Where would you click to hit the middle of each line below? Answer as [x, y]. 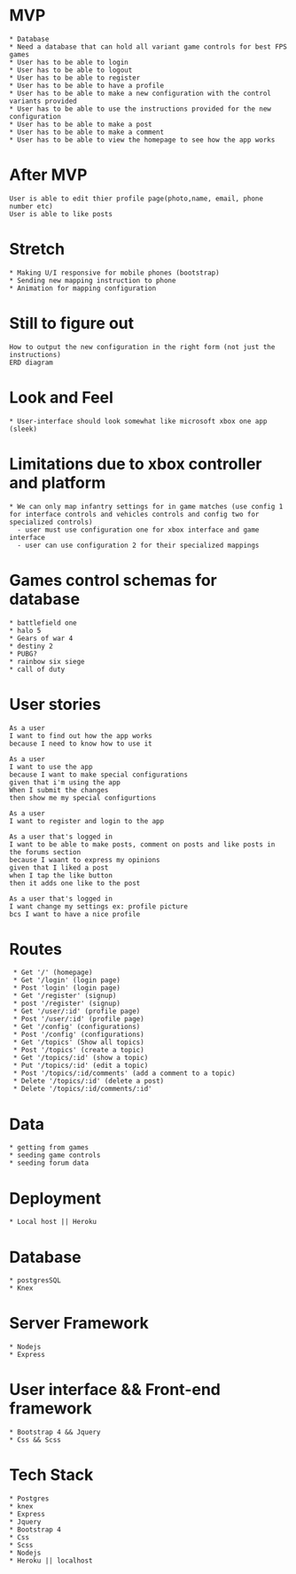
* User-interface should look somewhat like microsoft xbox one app [138, 421]
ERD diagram [31, 362]
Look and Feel [61, 397]
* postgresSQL [35, 1281]
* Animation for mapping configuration [83, 288]
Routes [35, 949]
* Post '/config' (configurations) [78, 1035]
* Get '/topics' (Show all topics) [78, 1042]
